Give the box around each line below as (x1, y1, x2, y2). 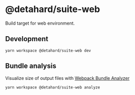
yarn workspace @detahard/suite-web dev (5, 48, 92, 53)
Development (5, 35, 49, 43)
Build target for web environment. (5, 20, 75, 26)
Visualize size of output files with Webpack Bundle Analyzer (5, 75, 130, 81)
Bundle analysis (5, 62, 56, 70)
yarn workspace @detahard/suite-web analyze (5, 84, 100, 90)
